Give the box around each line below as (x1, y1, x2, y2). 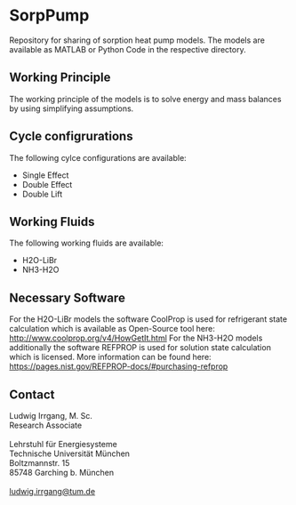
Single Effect (21, 170, 69, 180)
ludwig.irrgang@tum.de (9, 486, 96, 496)
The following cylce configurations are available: (9, 152, 187, 163)
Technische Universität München (9, 448, 131, 459)
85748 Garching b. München (9, 468, 114, 477)
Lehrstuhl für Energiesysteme (9, 439, 117, 449)
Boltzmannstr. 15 (9, 458, 70, 468)
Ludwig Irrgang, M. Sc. (9, 411, 93, 421)
